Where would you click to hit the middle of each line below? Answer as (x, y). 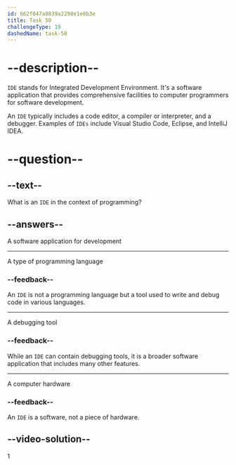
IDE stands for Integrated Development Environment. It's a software (105, 88)
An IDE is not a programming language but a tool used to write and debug (113, 295)
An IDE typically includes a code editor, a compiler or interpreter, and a (110, 116)
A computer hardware (39, 384)
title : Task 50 (29, 20)
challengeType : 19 (34, 27)
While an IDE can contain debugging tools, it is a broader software (103, 356)
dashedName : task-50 (38, 33)
